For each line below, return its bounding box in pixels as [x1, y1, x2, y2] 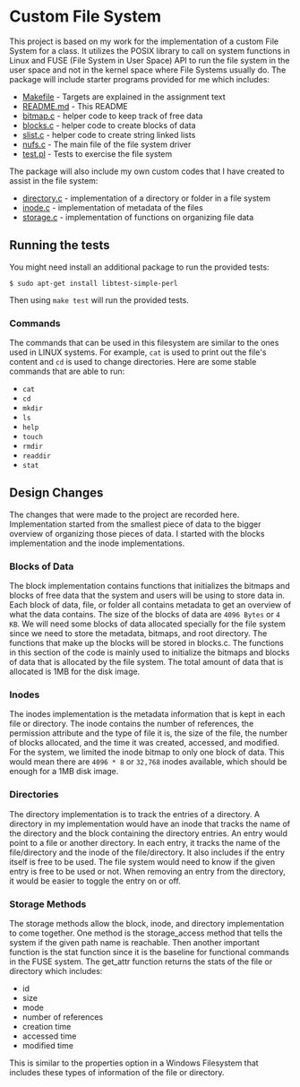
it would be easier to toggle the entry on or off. [9, 876, 181, 886]
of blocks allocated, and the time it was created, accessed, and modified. [9, 738, 280, 748]
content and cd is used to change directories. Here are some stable [9, 357, 257, 367]
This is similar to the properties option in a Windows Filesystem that [9, 1057, 259, 1068]
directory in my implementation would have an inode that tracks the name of [9, 818, 291, 829]
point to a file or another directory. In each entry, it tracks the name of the [9, 837, 280, 848]
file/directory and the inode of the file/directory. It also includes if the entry [9, 847, 285, 858]
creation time [21, 1022, 72, 1032]
